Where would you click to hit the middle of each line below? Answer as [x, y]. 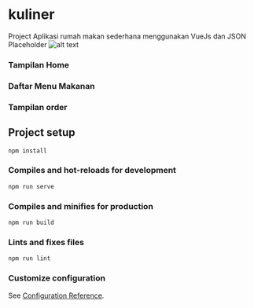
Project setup [42, 132]
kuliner [31, 15]
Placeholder [28, 44]
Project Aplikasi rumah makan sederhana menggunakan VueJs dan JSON [127, 36]
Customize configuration [57, 278]
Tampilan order [38, 107]
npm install [28, 151]
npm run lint [29, 258]
